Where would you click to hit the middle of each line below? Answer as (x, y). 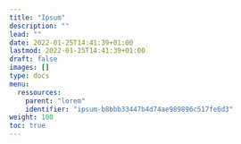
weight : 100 (31, 117)
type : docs (29, 76)
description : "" (39, 26)
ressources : (40, 92)
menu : (19, 84)
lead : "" (25, 34)
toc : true (28, 126)
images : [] (29, 68)
